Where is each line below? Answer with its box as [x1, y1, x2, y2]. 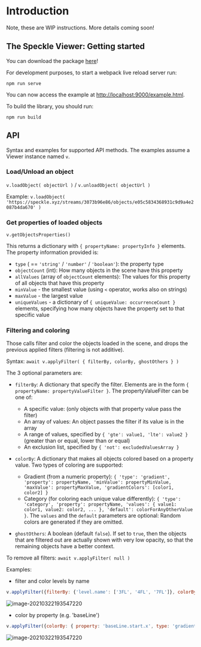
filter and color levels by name [14, 578, 90, 585]
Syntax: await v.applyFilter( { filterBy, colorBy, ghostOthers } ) [6, 358, 179, 365]
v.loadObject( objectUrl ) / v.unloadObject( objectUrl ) [6, 181, 151, 188]
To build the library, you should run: [6, 102, 94, 110]
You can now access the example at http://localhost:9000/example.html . [6, 91, 185, 98]
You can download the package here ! [6, 57, 99, 64]
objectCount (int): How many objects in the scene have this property [14, 267, 183, 274]
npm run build [6, 114, 42, 120]
